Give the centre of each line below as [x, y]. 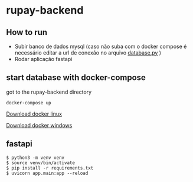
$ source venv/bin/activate [41, 163]
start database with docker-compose [76, 78]
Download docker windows [39, 125]
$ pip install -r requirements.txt [50, 168]
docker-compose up [29, 103]
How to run [27, 32]
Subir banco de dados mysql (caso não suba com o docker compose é [101, 46]
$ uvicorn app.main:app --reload [47, 173]
